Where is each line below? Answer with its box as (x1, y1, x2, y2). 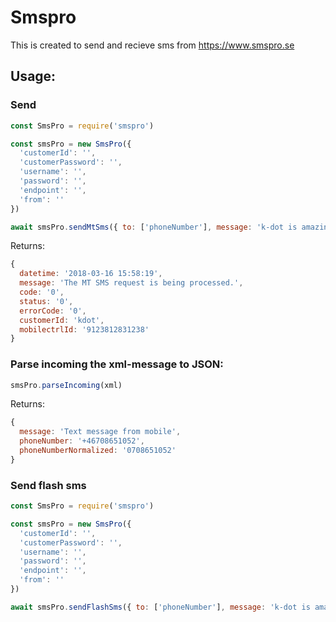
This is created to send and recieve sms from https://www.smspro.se (10, 39, 295, 51)
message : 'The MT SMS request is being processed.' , (19, 278, 244, 288)
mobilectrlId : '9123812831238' (19, 324, 150, 335)
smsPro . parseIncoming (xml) (10, 380, 123, 390)
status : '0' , (19, 296, 74, 306)
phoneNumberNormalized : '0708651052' (19, 446, 177, 456)
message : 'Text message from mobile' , (19, 427, 182, 437)
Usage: (10, 68, 57, 85)
